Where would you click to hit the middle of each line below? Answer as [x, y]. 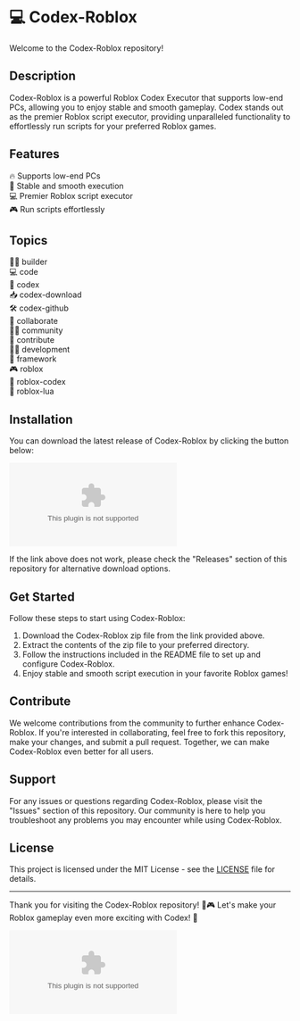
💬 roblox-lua [32, 391]
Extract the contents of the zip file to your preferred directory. [136, 645]
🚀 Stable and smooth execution [67, 186]
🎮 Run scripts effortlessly [57, 209]
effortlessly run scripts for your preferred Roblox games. [113, 126]
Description [42, 76]
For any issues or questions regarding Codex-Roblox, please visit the [136, 801]
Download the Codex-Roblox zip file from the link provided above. [143, 635]
